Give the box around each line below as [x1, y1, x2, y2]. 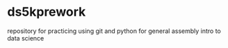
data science [7, 34, 44, 42]
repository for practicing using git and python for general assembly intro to [7, 27, 221, 35]
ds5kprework [7, 4, 86, 20]
